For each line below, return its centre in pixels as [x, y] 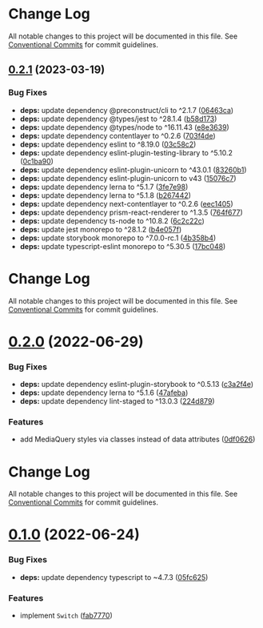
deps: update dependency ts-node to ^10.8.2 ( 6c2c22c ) [112, 220]
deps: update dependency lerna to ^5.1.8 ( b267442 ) [106, 195]
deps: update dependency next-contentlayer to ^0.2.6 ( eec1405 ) [126, 203]
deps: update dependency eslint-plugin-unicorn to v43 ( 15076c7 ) [128, 178]
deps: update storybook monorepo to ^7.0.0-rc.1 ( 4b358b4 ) [118, 238]
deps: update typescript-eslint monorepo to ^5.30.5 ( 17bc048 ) [123, 246]
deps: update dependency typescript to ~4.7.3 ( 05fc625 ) [114, 577]
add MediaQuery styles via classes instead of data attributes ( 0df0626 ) [137, 439]
